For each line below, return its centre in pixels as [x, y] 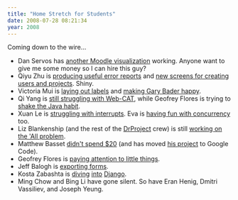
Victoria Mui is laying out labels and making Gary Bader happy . [109, 91]
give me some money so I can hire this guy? [82, 69]
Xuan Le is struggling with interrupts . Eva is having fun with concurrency [124, 113]
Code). [28, 151]
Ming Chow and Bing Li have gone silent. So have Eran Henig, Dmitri [118, 182]
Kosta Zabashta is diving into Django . [72, 174]
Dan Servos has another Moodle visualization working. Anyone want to [121, 61]
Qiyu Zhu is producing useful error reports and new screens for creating [123, 76]
